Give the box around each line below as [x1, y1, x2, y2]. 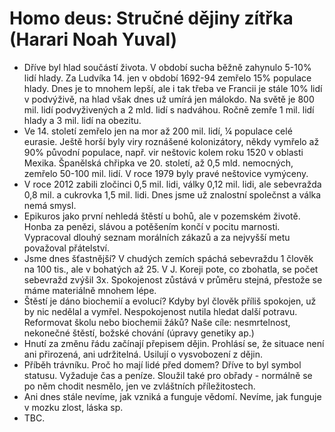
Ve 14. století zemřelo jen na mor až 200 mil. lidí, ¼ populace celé [23, 125, 293, 137]
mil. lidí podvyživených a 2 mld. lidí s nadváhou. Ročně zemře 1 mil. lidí [23, 103, 315, 116]
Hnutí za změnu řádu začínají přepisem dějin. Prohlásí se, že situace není [23, 337, 325, 349]
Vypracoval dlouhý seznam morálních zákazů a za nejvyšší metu [23, 231, 291, 243]
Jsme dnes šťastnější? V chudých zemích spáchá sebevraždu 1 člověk [23, 252, 314, 264]
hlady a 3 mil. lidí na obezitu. [23, 114, 142, 126]
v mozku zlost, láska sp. [23, 401, 124, 413]
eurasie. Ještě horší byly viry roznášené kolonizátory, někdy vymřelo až [23, 135, 320, 147]
